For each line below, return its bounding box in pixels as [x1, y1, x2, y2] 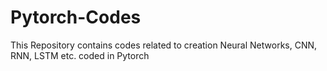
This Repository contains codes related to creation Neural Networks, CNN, [10, 39, 318, 51]
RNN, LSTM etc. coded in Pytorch [10, 49, 150, 61]
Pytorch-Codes [10, 6, 142, 29]
